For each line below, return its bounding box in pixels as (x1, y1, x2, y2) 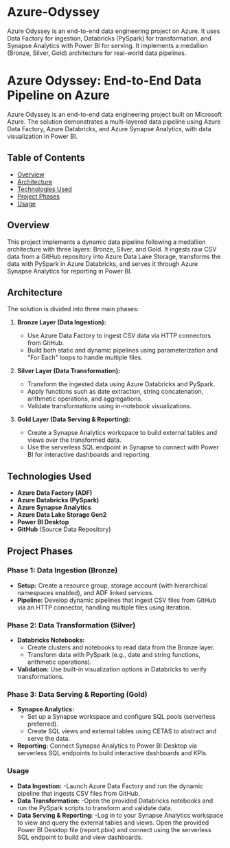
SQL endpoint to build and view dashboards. (16, 833, 143, 841)
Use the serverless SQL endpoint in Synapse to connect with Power (27, 443, 220, 451)
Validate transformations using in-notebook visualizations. (27, 402, 192, 410)
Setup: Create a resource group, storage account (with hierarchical (16, 581, 208, 590)
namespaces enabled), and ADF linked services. (16, 588, 154, 596)
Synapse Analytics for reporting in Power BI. (7, 267, 133, 275)
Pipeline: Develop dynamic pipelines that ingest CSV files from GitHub (16, 596, 216, 604)
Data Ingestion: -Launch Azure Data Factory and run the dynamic (16, 781, 204, 790)
